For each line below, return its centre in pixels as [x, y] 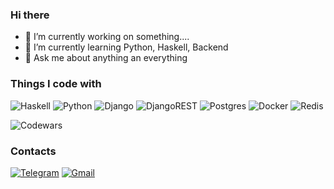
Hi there [30, 15]
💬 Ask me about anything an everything [106, 58]
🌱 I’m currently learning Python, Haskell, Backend [126, 47]
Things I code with [56, 84]
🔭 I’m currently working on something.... [107, 37]
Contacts [33, 151]
